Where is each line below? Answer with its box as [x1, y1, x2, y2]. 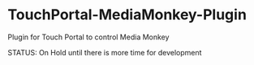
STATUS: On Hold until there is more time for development [7, 47, 202, 57]
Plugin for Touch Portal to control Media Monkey [7, 32, 170, 42]
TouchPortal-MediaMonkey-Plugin [7, 6, 247, 24]
